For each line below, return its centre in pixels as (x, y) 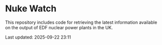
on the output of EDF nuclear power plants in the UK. (59, 27)
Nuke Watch (31, 9)
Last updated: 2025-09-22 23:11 (38, 37)
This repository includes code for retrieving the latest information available (81, 22)
